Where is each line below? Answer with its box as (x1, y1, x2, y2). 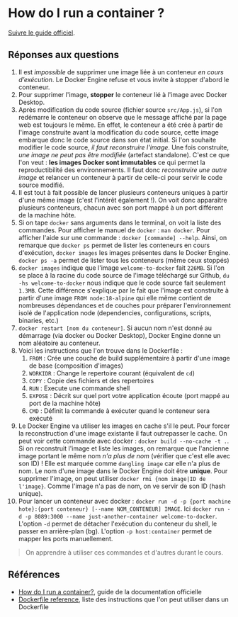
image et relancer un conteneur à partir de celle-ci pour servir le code (18, 173, 223, 181)
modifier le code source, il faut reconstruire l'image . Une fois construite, (18, 143, 229, 152)
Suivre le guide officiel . (8, 28, 75, 37)
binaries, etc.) (18, 316, 59, 324)
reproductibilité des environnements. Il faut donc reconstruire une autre (18, 165, 227, 174)
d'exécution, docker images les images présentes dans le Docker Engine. (18, 248, 231, 256)
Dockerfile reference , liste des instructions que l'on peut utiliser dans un (18, 595, 229, 604)
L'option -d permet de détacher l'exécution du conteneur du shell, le (18, 519, 217, 528)
